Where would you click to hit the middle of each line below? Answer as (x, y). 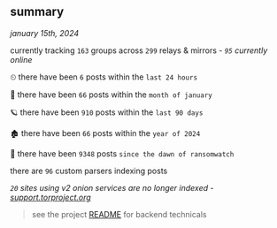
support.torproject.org (50, 197)
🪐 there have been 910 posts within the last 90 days (107, 112)
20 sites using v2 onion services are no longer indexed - (112, 187)
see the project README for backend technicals (119, 214)
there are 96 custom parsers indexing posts (89, 171)
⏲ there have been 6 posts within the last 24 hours (104, 77)
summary (37, 12)
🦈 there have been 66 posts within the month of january (112, 95)
